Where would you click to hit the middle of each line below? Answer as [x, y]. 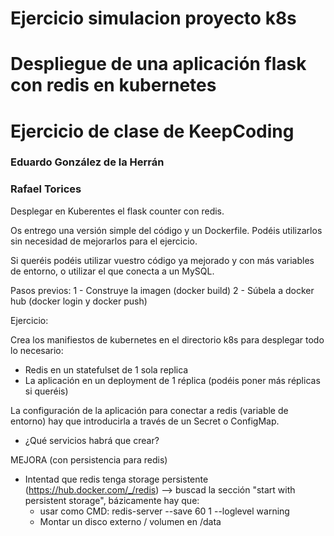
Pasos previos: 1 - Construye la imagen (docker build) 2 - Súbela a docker [162, 290]
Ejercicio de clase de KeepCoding [152, 131]
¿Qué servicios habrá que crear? [92, 440]
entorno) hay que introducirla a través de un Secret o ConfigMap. [145, 421]
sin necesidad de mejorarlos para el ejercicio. [104, 241]
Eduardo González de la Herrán [87, 162]
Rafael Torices [46, 189]
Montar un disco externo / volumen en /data [130, 521]
